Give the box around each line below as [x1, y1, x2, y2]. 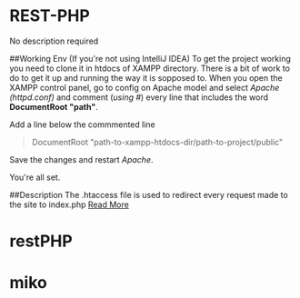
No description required [9, 35, 99, 46]
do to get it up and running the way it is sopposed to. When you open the [9, 72, 284, 83]
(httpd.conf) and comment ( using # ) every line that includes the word [9, 92, 268, 103]
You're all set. [9, 172, 61, 183]
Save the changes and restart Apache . [9, 154, 154, 164]
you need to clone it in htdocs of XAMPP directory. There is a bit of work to [9, 63, 291, 74]
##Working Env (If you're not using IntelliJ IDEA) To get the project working [9, 53, 291, 64]
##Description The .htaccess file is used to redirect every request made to [9, 189, 288, 200]
